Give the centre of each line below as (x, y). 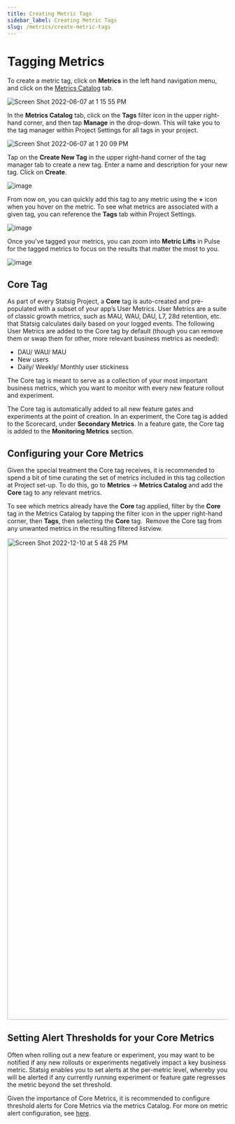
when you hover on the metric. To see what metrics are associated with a (113, 207)
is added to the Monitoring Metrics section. (71, 431)
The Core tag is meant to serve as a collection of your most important (107, 381)
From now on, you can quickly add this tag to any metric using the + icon (112, 200)
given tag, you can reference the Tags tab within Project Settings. (102, 214)
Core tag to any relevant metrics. (55, 492)
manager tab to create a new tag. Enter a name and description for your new (117, 165)
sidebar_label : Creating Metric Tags (62, 20)
